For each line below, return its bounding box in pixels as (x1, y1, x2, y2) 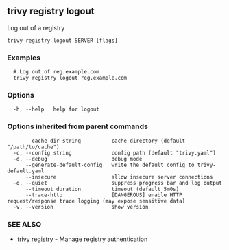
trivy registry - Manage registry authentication (16, 235, 148, 243)
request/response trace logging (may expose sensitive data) (7, 197, 186, 205)
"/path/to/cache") (7, 144, 60, 150)
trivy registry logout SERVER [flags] (7, 37, 118, 44)
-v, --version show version (13, 203, 149, 210)
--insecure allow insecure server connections (25, 173, 213, 181)
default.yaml (7, 168, 45, 174)
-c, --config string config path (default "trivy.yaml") (13, 149, 216, 157)
